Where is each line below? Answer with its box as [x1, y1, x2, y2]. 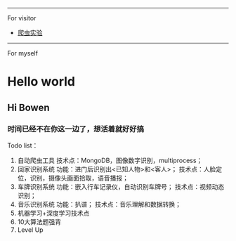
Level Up [17, 226, 44, 234]
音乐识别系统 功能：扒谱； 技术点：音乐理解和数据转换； [17, 200, 181, 208]
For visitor [7, 14, 37, 22]
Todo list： [7, 141, 39, 150]
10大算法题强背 [17, 217, 62, 226]
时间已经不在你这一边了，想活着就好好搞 [7, 124, 144, 133]
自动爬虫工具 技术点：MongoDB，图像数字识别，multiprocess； [17, 156, 203, 164]
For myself [7, 49, 39, 57]
